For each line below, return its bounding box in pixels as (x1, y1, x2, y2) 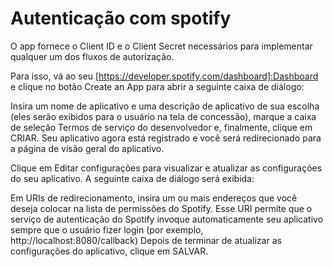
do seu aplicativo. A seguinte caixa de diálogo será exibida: (10, 172, 255, 184)
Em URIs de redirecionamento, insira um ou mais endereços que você (10, 192, 298, 204)
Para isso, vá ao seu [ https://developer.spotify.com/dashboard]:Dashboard (10, 70, 319, 82)
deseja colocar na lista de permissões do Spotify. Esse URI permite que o (10, 202, 313, 214)
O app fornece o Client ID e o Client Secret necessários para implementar (10, 40, 313, 52)
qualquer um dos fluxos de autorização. (10, 50, 175, 62)
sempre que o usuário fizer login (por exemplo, (10, 223, 204, 236)
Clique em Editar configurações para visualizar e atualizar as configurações (10, 162, 323, 174)
